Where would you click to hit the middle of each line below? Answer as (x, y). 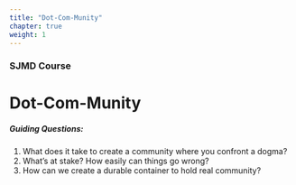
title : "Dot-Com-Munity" (56, 18)
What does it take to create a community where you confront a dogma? (155, 152)
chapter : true (36, 26)
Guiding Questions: (46, 129)
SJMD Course (41, 66)
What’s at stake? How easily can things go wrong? (116, 161)
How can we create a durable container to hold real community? (142, 171)
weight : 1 (28, 34)
